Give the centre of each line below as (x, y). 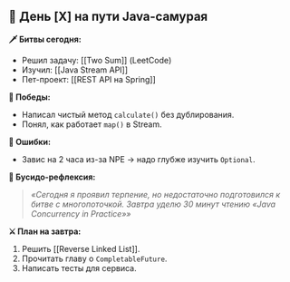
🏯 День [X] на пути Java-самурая (108, 17)
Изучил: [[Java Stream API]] (75, 70)
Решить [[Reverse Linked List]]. (81, 248)
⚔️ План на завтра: (45, 231)
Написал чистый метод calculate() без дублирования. (128, 114)
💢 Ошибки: (30, 141)
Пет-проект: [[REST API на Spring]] (88, 79)
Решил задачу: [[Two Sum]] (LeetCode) (97, 60)
